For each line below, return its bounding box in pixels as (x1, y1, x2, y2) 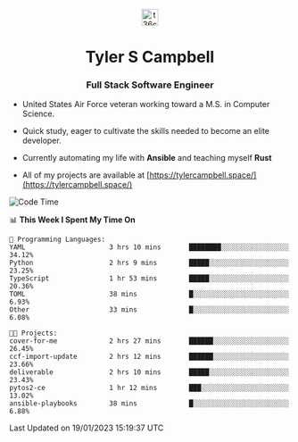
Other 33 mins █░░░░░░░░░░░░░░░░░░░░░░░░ (9, 305, 290, 314)
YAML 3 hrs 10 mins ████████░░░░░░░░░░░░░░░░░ (9, 243, 290, 252)
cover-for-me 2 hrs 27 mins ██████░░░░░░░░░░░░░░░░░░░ (9, 337, 290, 346)
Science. (21, 108, 55, 120)
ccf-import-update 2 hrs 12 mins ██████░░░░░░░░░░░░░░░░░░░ (9, 353, 290, 362)
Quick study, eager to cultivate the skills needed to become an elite (21, 126, 270, 137)
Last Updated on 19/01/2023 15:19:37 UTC (9, 422, 164, 433)
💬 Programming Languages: (9, 235, 105, 245)
